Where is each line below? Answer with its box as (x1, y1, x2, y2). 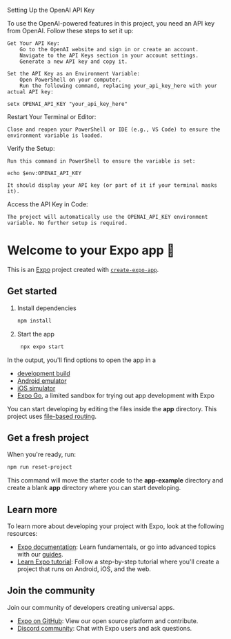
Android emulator (17, 377, 67, 385)
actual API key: (7, 89, 54, 96)
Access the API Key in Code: (7, 200, 88, 208)
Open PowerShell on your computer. (19, 76, 122, 83)
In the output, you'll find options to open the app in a (7, 356, 157, 364)
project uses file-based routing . (7, 412, 97, 420)
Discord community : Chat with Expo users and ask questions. (17, 624, 192, 632)
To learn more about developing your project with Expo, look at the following (7, 522, 224, 530)
